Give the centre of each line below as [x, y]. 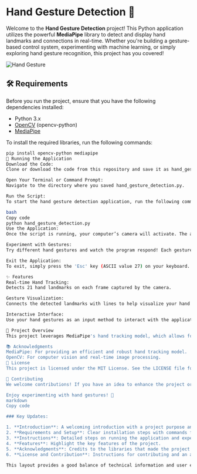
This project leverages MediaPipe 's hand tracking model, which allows [95, 336]
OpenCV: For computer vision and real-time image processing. [84, 358]
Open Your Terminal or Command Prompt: [55, 180]
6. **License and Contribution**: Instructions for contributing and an [97, 455]
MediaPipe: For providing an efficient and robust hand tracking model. [97, 352]
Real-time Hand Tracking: [38, 282]
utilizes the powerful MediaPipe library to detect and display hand [86, 34]
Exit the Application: [34, 261]
